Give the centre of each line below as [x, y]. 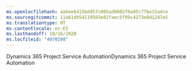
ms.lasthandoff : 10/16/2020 [42, 34]
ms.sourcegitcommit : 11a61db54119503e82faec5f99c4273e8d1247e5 [87, 17]
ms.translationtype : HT [36, 23]
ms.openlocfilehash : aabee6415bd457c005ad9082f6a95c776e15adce [87, 12]
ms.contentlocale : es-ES [37, 28]
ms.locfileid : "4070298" [37, 39]
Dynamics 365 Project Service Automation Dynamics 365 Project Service [96, 56]
